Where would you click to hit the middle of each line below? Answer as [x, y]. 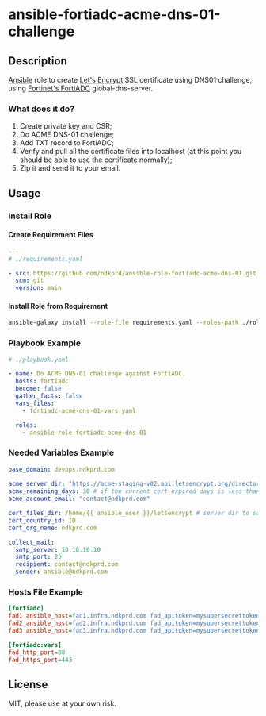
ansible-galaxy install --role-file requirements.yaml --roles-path [123, 323]
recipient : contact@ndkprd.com [67, 564]
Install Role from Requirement [58, 306]
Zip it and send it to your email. [70, 168]
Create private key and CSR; [66, 126]
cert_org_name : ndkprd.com [53, 528]
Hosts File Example [46, 592]
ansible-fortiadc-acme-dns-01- [114, 15]
